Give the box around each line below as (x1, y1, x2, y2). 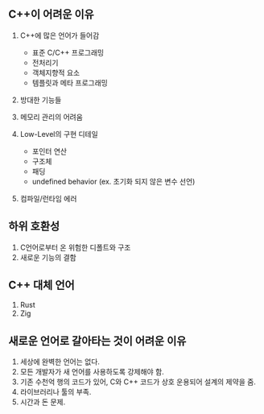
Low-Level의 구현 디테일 (19, 129, 98, 139)
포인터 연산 (31, 146, 67, 155)
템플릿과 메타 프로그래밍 (31, 77, 109, 87)
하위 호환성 (8, 220, 60, 234)
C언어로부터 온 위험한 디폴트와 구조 (19, 242, 131, 252)
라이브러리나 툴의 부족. (19, 387, 92, 397)
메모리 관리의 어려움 (19, 112, 83, 122)
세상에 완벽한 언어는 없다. (19, 357, 101, 366)
